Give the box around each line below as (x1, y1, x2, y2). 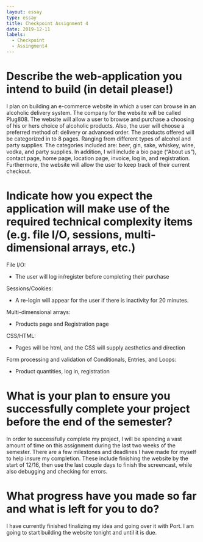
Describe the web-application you (6, 70, 182, 83)
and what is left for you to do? (6, 502, 160, 516)
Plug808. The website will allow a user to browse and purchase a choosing (6, 115, 194, 123)
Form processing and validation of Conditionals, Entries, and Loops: (6, 356, 177, 363)
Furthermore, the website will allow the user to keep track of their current (6, 161, 190, 168)
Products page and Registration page (15, 320, 109, 328)
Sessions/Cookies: (6, 285, 54, 292)
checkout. (6, 167, 32, 175)
